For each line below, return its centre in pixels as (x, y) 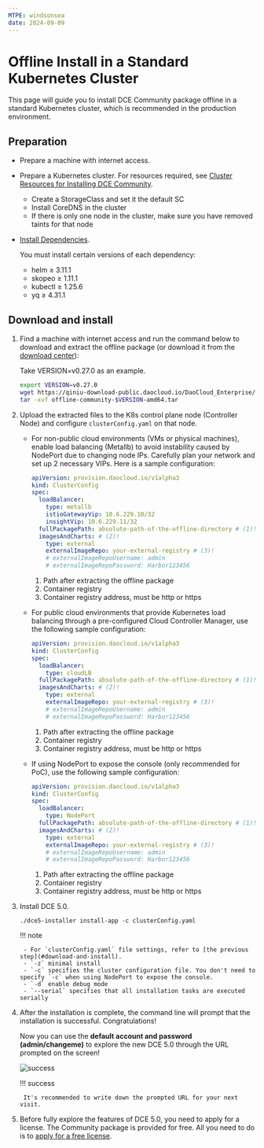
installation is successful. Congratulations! (88, 1021)
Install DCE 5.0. (44, 907)
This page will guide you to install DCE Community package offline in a (123, 100)
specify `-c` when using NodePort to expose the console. (116, 977)
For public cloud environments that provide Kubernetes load (128, 613)
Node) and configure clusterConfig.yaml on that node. (108, 423)
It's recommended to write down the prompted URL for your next (130, 1098)
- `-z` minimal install (62, 964)
